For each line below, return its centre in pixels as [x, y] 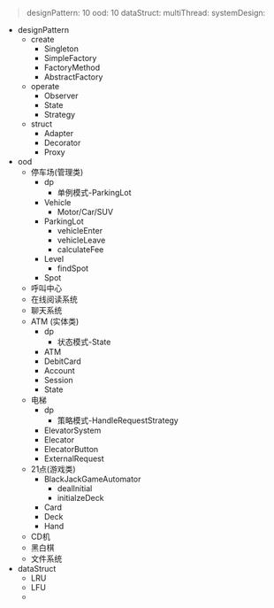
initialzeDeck [80, 498]
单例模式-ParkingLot [94, 192]
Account [59, 370]
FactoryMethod [72, 67]
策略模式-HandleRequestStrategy [118, 420]
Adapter [58, 133]
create [42, 39]
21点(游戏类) [53, 469]
